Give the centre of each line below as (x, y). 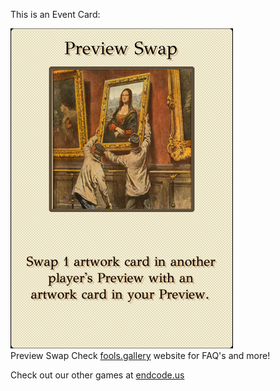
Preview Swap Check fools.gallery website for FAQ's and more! (140, 355)
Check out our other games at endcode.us (97, 375)
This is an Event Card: (55, 14)
